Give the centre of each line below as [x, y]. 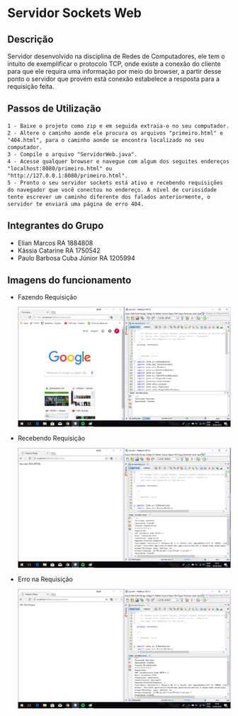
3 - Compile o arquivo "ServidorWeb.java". [73, 154]
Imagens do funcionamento [69, 281]
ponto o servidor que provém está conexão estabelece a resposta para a [113, 79]
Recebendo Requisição [51, 439]
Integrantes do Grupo [56, 226]
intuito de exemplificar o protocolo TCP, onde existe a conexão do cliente [114, 64]
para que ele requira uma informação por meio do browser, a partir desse [114, 71]
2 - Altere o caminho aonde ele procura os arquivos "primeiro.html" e [115, 133]
